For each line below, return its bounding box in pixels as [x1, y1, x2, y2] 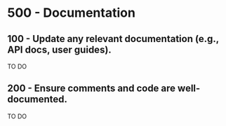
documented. [7, 93, 68, 106]
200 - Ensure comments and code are [7, 83, 176, 94]
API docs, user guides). [7, 43, 112, 55]
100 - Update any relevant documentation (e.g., [7, 33, 219, 45]
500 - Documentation [7, 5, 135, 21]
